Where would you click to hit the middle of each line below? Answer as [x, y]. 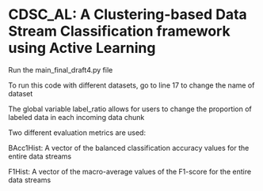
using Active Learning [82, 48]
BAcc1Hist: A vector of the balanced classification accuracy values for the [129, 148]
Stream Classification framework [120, 31]
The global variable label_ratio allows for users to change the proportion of [130, 109]
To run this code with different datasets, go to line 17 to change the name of [131, 85]
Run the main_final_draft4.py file [61, 69]
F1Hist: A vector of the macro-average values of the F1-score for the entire [130, 171]
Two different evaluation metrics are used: [77, 133]
